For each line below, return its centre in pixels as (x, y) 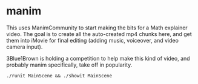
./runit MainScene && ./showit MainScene (59, 76)
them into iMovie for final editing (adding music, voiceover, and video (92, 40)
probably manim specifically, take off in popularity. (69, 65)
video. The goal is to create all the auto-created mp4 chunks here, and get (99, 34)
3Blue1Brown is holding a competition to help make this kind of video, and (98, 58)
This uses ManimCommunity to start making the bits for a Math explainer (97, 28)
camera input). (25, 47)
